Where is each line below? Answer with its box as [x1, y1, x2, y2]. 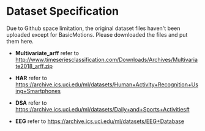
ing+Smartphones [15, 87, 61, 94]
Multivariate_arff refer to [15, 49, 80, 56]
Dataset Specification [6, 4, 119, 18]
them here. [6, 37, 34, 45]
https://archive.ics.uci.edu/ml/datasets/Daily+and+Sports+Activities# [15, 105, 190, 113]
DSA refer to [15, 99, 47, 107]
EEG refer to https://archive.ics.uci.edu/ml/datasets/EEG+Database [15, 118, 185, 125]
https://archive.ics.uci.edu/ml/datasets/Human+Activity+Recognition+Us [15, 81, 199, 88]
